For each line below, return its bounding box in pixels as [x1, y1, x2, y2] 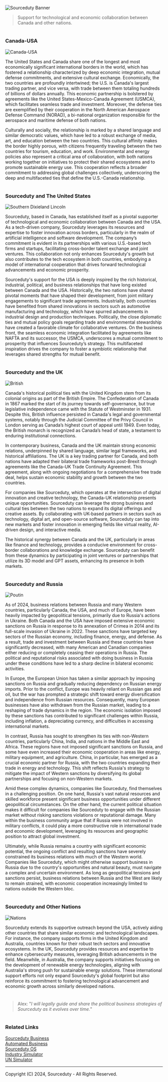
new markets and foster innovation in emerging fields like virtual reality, [5, 521, 152, 527]
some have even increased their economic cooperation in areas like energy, [5, 749, 161, 755]
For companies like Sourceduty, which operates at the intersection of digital [5, 489, 161, 495]
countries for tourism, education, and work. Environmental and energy [5, 148, 150, 154]
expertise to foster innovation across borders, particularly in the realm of [5, 230, 155, 236]
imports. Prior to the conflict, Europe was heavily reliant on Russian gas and [5, 686, 161, 692]
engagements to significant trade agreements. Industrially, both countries [5, 298, 156, 304]
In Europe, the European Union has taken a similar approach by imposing [5, 675, 155, 682]
